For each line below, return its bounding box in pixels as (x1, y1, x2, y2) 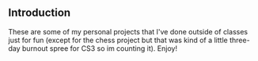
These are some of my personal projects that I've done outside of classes (8, 27, 248, 36)
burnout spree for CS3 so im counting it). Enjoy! (22, 43, 178, 53)
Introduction (8, 6, 71, 20)
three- (229, 35, 251, 45)
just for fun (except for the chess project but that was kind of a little (8, 35, 228, 45)
